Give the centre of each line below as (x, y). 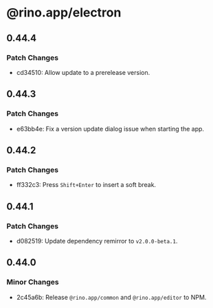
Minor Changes (33, 282)
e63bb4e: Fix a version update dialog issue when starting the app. (110, 129)
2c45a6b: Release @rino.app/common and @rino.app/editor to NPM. (111, 297)
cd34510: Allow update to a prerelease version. (83, 72)
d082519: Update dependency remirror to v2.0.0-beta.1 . (97, 241)
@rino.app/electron (64, 13)
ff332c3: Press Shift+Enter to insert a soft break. (86, 185)
